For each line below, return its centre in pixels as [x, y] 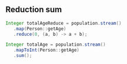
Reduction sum [34, 10]
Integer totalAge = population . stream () [56, 45]
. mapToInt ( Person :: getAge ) [46, 50]
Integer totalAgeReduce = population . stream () [63, 23]
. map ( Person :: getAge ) [40, 29]
